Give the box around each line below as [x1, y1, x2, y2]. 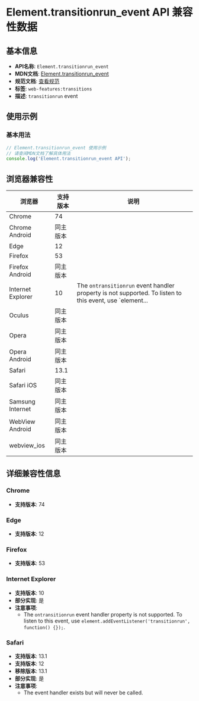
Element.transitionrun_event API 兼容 [6, 5, 193, 19]
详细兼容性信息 [6, 468, 61, 478]
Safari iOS [9, 381, 37, 390]
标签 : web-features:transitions [14, 85, 92, 92]
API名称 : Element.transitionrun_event [14, 63, 109, 70]
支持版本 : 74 [14, 500, 45, 508]
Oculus [9, 311, 29, 320]
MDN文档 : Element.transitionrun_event [14, 70, 109, 77]
